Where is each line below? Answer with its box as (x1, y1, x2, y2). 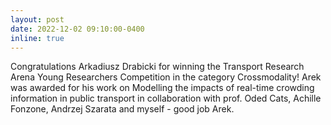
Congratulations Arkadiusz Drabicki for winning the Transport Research (10, 61, 305, 73)
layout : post (10, 14, 65, 25)
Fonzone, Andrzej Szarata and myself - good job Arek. (10, 103, 235, 115)
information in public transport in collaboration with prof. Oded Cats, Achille (10, 92, 322, 105)
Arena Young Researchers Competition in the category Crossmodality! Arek (10, 71, 322, 83)
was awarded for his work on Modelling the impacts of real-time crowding (10, 82, 315, 94)
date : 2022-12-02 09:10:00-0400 (10, 24, 145, 34)
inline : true (10, 33, 65, 43)
